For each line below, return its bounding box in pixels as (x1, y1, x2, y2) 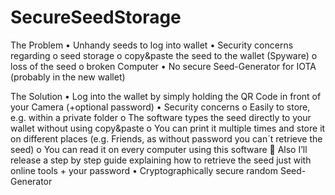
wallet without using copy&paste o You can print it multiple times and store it (10, 122, 326, 134)
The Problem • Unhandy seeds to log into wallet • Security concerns (10, 39, 294, 51)
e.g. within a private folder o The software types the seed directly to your (10, 111, 312, 123)
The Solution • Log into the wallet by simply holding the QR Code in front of (10, 90, 322, 102)
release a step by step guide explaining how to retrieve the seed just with (10, 154, 312, 166)
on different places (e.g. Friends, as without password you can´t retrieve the (10, 132, 323, 145)
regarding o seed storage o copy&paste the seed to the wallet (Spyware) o (10, 49, 318, 61)
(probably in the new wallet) (10, 71, 126, 83)
